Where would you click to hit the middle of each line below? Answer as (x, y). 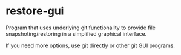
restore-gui (35, 11)
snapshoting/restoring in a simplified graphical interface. (76, 33)
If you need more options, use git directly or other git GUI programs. (90, 45)
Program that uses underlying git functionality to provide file (81, 27)
